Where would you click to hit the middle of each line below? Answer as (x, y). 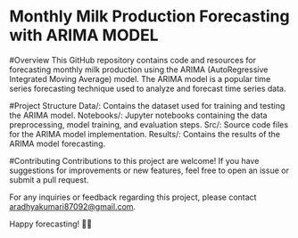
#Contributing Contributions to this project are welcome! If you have (134, 160)
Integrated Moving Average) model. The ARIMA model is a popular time (140, 78)
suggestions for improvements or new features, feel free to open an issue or (149, 170)
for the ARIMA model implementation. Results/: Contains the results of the (145, 134)
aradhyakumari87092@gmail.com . (73, 206)
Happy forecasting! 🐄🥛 (50, 224)
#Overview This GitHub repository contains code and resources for (133, 60)
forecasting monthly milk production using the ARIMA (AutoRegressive (139, 70)
